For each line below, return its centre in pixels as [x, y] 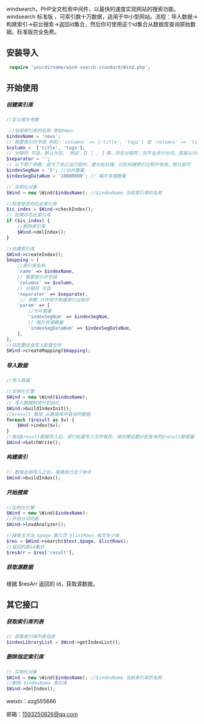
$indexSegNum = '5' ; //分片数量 [46, 170]
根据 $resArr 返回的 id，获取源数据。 [52, 584]
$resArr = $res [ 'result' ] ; [40, 553]
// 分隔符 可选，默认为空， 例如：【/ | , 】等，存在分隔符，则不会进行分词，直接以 [99, 153]
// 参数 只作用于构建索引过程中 [55, 300]
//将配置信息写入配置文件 [34, 345]
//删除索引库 [31, 227]
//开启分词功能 [23, 519]
